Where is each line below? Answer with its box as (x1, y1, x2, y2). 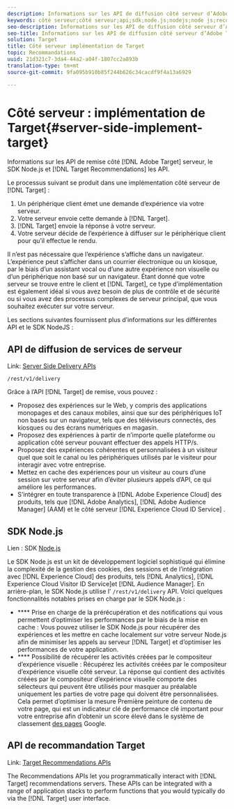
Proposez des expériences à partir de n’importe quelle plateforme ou (17, 431, 216, 439)
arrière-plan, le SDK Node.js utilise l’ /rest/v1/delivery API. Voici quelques (7, 588, 223, 596)
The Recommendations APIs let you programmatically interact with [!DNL (7, 771, 217, 780)
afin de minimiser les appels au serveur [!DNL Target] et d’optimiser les (17, 638, 221, 646)
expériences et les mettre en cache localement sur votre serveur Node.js (17, 630, 227, 639)
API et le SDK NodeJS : (7, 323, 74, 332)
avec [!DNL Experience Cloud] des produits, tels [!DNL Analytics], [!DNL (7, 572, 214, 581)
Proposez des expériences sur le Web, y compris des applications (17, 401, 208, 409)
